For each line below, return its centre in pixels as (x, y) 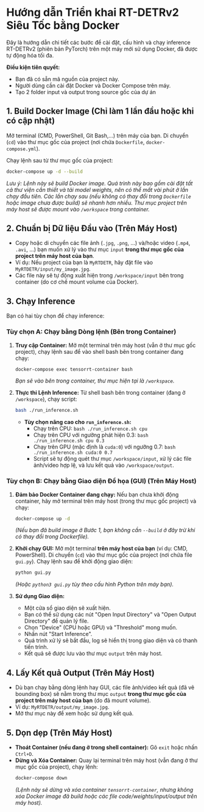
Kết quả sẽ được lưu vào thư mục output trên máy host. (93, 654)
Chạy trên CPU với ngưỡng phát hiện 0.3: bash (91, 435)
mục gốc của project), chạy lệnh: (57, 767)
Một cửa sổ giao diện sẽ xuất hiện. (67, 608)
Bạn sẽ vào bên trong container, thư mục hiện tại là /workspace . (95, 381)
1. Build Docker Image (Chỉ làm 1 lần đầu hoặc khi (100, 112)
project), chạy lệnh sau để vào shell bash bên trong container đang (99, 351)
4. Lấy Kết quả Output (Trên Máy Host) (81, 672)
